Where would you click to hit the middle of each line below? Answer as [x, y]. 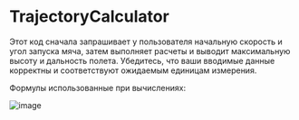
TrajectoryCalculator [89, 17]
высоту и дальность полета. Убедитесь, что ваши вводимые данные [142, 60]
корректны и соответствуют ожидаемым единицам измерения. [133, 70]
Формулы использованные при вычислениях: [98, 88]
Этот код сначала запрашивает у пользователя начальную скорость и [146, 42]
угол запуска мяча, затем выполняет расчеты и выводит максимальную [150, 51]
